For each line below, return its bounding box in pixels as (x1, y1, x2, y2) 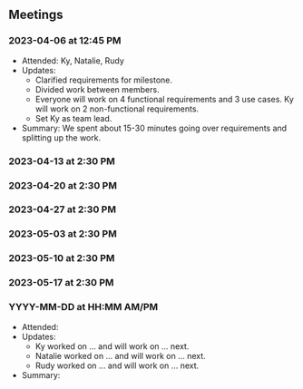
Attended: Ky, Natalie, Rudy (21, 54, 124, 66)
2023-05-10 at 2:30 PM (8, 252, 115, 265)
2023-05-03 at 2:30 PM (8, 228, 117, 240)
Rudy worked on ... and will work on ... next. (34, 360, 200, 371)
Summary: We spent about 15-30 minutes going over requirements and (21, 122, 288, 133)
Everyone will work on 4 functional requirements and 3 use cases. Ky (34, 93, 294, 104)
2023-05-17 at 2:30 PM (8, 277, 114, 289)
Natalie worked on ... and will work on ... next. (34, 350, 206, 361)
